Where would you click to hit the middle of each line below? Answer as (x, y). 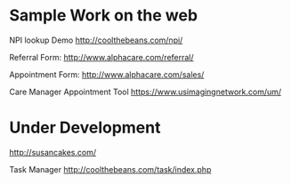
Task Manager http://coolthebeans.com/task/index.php (110, 169)
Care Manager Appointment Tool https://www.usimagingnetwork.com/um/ (145, 92)
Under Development (85, 128)
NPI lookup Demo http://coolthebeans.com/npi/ (96, 40)
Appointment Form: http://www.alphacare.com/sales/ (107, 74)
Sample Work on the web (104, 16)
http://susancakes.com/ (53, 152)
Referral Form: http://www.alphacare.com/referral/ (101, 57)
